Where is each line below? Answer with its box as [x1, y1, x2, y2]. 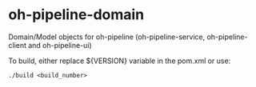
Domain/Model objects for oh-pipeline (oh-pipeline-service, [8, 32, 206, 42]
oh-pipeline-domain [8, 6, 145, 24]
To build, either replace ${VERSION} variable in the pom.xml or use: [8, 56, 231, 65]
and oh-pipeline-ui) [27, 40, 92, 49]
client [8, 40, 26, 49]
